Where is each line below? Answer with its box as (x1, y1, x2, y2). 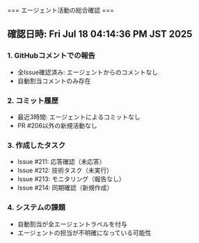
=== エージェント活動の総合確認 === (7, 6, 115, 14)
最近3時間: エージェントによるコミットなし (17, 112, 141, 121)
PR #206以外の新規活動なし (17, 121, 97, 130)
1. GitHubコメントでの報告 (7, 51, 96, 60)
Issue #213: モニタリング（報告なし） (17, 175, 125, 183)
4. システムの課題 (7, 203, 66, 212)
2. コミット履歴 (7, 96, 59, 106)
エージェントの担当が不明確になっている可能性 (17, 228, 152, 237)
